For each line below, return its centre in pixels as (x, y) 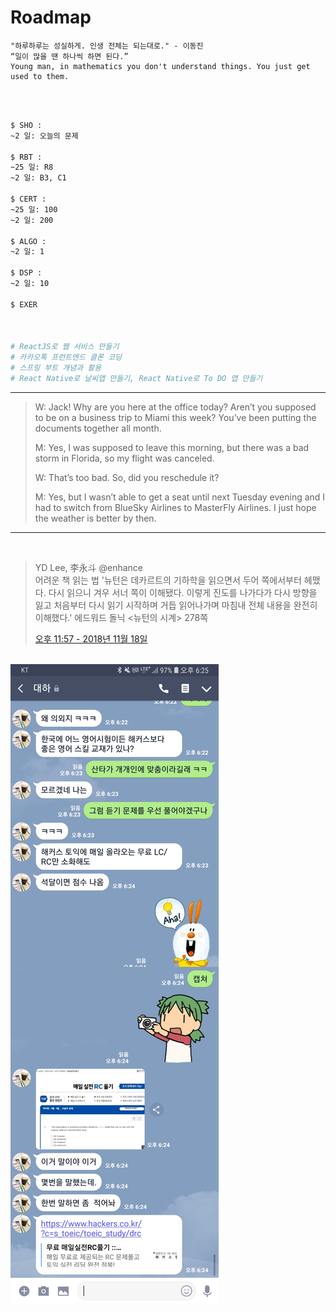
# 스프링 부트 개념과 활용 (56, 368)
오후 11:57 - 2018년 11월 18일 (91, 638)
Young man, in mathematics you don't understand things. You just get (160, 66)
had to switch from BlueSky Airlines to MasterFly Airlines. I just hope (175, 507)
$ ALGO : (28, 241)
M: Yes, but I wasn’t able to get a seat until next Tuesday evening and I (180, 497)
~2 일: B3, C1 (38, 178)
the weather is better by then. (95, 518)
